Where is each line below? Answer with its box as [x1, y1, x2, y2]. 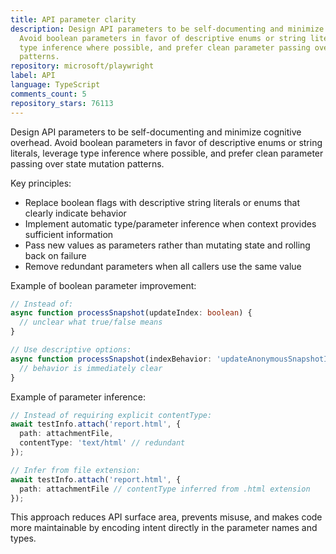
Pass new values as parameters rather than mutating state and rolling [24, 239, 311, 251]
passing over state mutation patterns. [10, 157, 165, 170]
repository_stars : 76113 [10, 98, 114, 108]
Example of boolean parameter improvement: [10, 279, 197, 291]
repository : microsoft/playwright [10, 61, 155, 71]
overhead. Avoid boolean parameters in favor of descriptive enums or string [10, 136, 323, 148]
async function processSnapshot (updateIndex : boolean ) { [10, 308, 253, 318]
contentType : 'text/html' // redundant [19, 438, 186, 448]
